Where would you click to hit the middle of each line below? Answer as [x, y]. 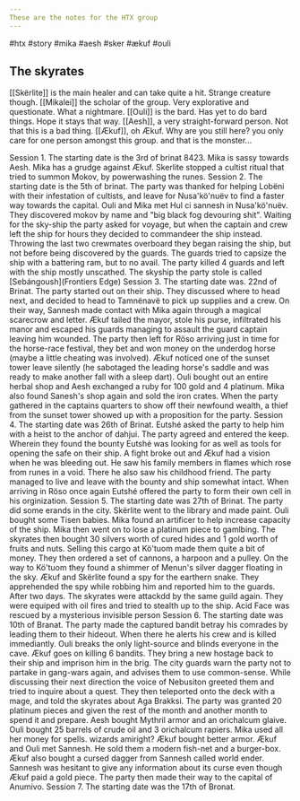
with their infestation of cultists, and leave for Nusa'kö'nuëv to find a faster [147, 196]
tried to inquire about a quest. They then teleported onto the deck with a [142, 692]
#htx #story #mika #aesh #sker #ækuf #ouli [90, 43]
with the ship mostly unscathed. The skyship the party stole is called [136, 272]
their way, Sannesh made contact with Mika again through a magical [135, 310]
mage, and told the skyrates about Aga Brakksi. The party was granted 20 [146, 701]
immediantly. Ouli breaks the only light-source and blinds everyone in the [144, 644]
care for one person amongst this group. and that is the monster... [131, 141]
